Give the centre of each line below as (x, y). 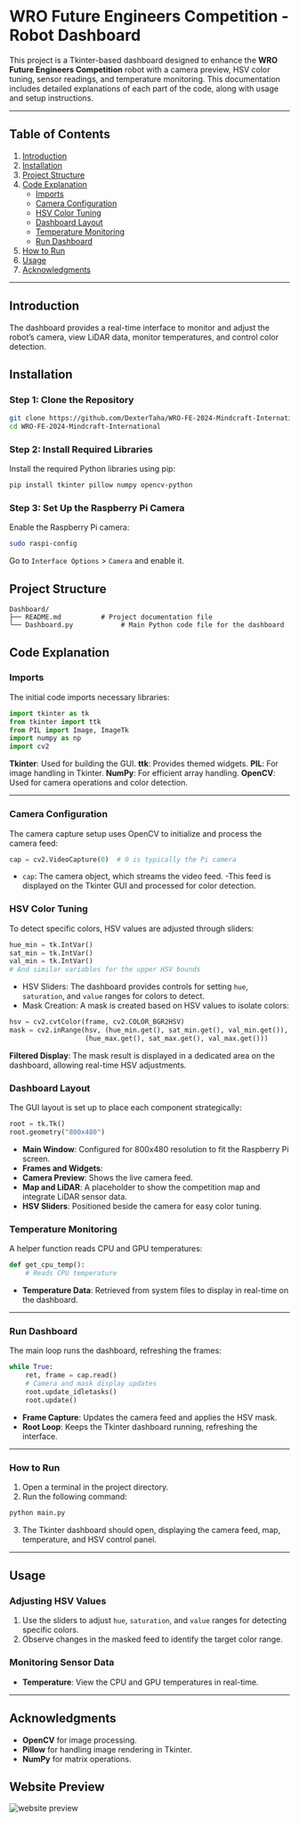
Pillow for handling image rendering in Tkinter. (107, 1749)
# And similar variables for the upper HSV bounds (105, 969)
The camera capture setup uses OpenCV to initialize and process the (136, 833)
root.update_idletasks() (71, 1392)
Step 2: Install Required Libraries (81, 449)
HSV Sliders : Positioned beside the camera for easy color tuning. (142, 1206)
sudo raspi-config (43, 544)
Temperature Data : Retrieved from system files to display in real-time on (155, 1290)
